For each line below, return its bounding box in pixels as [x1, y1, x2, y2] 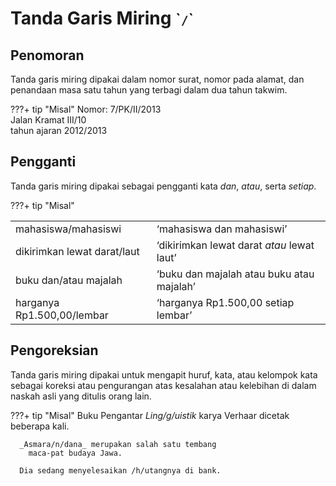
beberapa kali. [10, 420, 70, 432]
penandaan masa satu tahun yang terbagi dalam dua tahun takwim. [10, 84, 288, 96]
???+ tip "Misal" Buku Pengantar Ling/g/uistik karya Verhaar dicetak [10, 409, 290, 421]
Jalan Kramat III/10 [10, 114, 87, 126]
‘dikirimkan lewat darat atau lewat [156, 238, 315, 252]
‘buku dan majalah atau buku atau [156, 267, 315, 281]
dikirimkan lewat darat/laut [15, 244, 140, 258]
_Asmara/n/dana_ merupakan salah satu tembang [19, 439, 217, 449]
